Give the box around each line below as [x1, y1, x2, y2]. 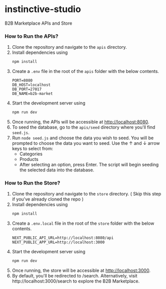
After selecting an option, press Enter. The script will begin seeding [19, 161, 159, 167]
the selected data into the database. [19, 167, 95, 173]
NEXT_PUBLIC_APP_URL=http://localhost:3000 [12, 240, 105, 245]
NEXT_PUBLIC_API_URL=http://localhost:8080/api [12, 235, 114, 241]
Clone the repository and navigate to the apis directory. [12, 44, 127, 50]
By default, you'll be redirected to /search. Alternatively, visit [12, 273, 138, 279]
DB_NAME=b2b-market [12, 91, 53, 97]
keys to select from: [12, 145, 53, 151]
